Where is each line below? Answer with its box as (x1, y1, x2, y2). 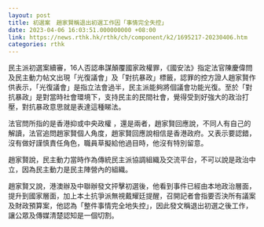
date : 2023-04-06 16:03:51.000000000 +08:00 (8, 26, 156, 34)
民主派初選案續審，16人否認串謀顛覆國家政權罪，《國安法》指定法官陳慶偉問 (8, 63, 253, 73)
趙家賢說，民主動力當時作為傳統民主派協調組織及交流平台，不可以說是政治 (8, 155, 249, 164)
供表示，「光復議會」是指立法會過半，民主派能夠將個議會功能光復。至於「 (8, 83, 246, 92)
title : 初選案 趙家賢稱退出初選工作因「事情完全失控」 (8, 19, 167, 27)
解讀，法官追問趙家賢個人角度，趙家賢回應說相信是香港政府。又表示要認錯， (8, 128, 256, 138)
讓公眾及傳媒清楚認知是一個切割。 (8, 211, 119, 220)
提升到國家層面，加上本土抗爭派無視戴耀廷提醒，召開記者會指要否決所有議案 (8, 191, 256, 200)
